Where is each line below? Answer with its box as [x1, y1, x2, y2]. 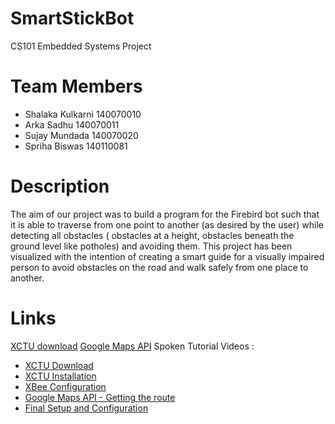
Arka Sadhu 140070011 [24, 118, 120, 131]
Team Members [10, 75, 143, 98]
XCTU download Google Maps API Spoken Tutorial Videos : [10, 340, 255, 352]
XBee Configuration [24, 380, 107, 392]
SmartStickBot [10, 7, 135, 30]
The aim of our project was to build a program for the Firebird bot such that [10, 208, 320, 220]
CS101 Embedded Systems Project [10, 40, 152, 52]
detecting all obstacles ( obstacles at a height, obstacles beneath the [10, 229, 295, 241]
